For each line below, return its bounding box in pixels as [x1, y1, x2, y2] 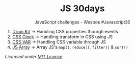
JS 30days [60, 3, 105, 14]
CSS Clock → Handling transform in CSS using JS [12, 34, 113, 40]
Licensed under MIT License [5, 53, 63, 59]
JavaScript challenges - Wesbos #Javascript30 [34, 19, 131, 25]
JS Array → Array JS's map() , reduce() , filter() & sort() [12, 44, 129, 50]
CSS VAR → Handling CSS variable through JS [12, 39, 107, 44]
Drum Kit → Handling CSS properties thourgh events [12, 28, 119, 34]
